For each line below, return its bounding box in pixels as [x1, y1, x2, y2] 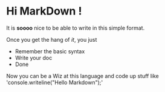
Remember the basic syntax [15, 47, 85, 55]
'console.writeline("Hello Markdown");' [6, 79, 103, 86]
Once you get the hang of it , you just [6, 36, 97, 43]
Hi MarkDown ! [6, 4, 82, 18]
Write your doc [15, 54, 53, 61]
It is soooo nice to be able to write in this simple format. [6, 24, 145, 31]
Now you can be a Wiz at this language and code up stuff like [6, 72, 159, 79]
